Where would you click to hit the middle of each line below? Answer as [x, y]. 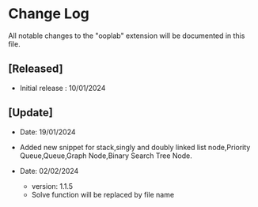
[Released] [36, 69]
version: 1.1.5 [52, 186]
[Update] [30, 113]
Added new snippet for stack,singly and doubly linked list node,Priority [135, 147]
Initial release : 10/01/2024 [63, 88]
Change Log [49, 14]
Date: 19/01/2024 [48, 132]
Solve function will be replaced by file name [103, 194]
